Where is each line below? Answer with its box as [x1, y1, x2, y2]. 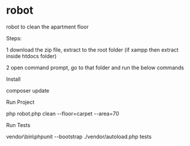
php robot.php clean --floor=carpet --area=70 [6, 110, 120, 117]
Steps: [6, 34, 22, 42]
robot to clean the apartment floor [6, 23, 89, 30]
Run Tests [6, 121, 31, 128]
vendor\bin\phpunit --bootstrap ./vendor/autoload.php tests [6, 133, 152, 140]
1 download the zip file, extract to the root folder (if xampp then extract [6, 46, 179, 53]
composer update [6, 87, 50, 94]
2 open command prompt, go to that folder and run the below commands [6, 64, 185, 71]
